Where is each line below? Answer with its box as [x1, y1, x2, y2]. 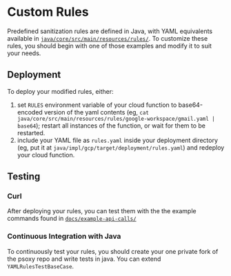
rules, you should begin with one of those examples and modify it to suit [7, 41, 212, 50]
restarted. [17, 128, 46, 137]
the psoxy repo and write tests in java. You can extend [7, 255, 161, 263]
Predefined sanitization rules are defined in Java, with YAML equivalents [7, 27, 212, 35]
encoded [17, 108, 43, 116]
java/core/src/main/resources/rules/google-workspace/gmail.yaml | [17, 115, 215, 122]
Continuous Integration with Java [7, 232, 121, 241]
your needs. [7, 49, 41, 57]
